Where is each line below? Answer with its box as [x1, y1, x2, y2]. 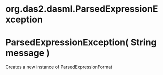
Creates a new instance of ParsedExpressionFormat [5, 64, 113, 70]
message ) [5, 47, 50, 59]
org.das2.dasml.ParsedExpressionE [5, 3, 158, 15]
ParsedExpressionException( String [5, 37, 157, 48]
